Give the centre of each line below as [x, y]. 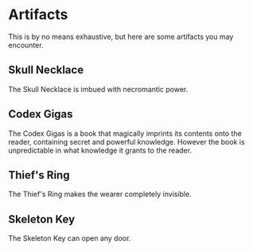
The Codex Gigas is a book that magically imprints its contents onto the [125, 133]
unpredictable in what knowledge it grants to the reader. [100, 150]
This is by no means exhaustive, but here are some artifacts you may [121, 37]
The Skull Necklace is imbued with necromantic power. [98, 89]
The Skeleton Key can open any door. [70, 238]
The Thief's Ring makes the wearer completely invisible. [100, 194]
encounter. [26, 44]
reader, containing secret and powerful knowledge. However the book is [127, 141]
